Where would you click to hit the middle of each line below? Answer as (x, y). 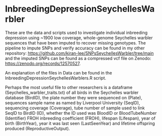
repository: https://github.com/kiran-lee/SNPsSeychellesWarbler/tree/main (79, 53)
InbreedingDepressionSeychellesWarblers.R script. (56, 78)
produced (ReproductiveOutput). (37, 128)
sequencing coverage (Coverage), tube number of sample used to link (75, 108)
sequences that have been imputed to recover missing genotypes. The (75, 43)
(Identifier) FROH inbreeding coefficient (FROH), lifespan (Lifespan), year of (80, 118)
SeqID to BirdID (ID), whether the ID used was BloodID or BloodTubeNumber (81, 113)
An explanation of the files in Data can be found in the (59, 73)
